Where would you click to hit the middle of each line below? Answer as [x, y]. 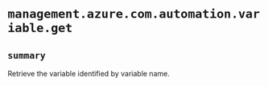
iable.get [40, 29]
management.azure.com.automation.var [134, 14]
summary [27, 55]
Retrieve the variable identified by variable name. [89, 74]
